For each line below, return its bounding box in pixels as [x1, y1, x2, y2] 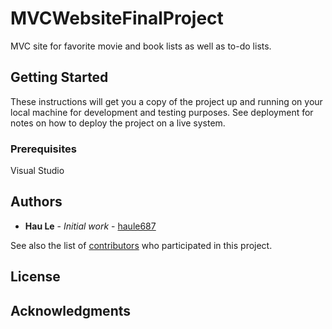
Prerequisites [10, 142, 77, 156]
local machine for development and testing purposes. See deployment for [10, 106, 314, 118]
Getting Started [10, 69, 109, 86]
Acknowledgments [10, 302, 132, 319]
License [10, 268, 61, 286]
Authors [10, 193, 63, 211]
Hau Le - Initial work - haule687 [24, 220, 157, 232]
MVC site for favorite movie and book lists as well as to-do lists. [10, 40, 272, 52]
